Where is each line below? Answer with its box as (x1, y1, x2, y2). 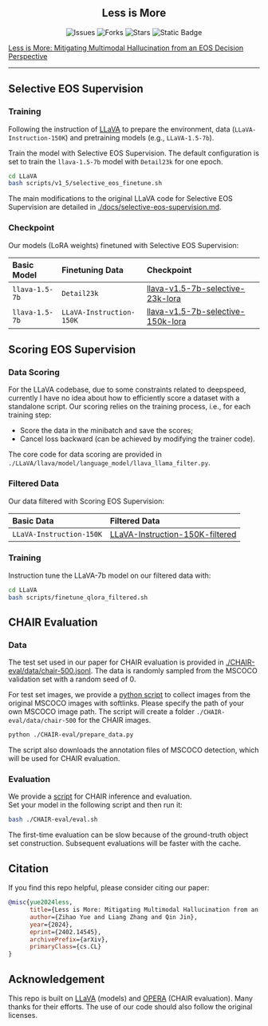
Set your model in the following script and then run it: (8, 800, 183, 810)
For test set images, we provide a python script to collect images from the (8, 690, 251, 700)
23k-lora (146, 293, 182, 304)
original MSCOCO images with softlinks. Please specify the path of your (8, 698, 245, 708)
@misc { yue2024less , (8, 898, 73, 906)
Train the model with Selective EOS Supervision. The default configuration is (8, 148, 259, 158)
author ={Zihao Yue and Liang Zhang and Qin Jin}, (29, 913, 198, 921)
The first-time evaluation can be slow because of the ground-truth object (8, 830, 249, 840)
